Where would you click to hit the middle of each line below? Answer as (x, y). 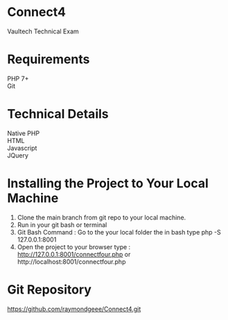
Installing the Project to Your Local (108, 183)
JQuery (18, 155)
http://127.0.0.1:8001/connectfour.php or (74, 254)
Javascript (22, 148)
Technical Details (58, 114)
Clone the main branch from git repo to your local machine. (102, 217)
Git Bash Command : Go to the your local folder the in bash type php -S (119, 232)
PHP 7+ (18, 78)
